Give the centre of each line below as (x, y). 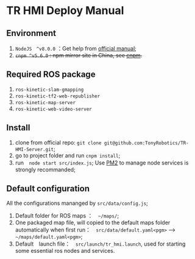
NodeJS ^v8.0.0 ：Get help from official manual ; (76, 48)
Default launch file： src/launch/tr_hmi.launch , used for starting (100, 244)
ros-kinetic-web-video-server (54, 109)
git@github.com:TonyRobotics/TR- (146, 143)
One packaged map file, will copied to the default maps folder (93, 222)
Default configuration (48, 189)
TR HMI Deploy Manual (65, 11)
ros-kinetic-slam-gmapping (49, 90)
